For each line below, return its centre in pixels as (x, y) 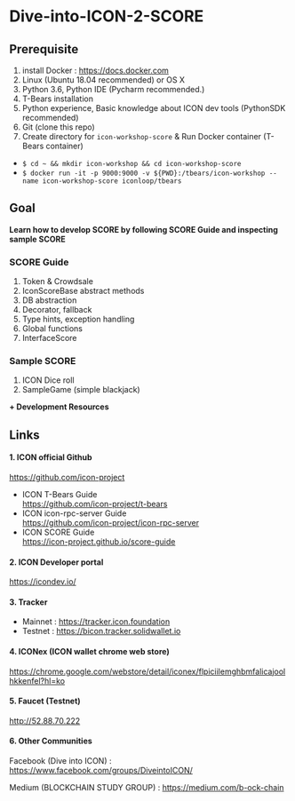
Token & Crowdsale (57, 282)
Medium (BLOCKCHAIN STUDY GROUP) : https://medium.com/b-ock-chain (147, 788)
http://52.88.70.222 (45, 720)
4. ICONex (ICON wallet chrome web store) (90, 651)
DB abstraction (49, 300)
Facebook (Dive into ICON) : (60, 761)
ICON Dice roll (48, 380)
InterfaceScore (49, 338)
